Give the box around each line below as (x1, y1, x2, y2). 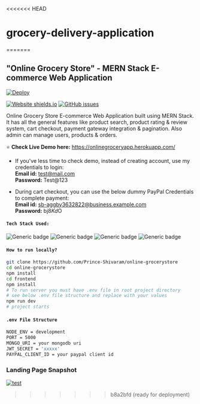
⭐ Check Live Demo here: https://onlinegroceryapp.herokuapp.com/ (6, 143, 175, 150)
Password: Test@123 (14, 176, 68, 183)
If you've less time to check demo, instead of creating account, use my (14, 157, 190, 164)
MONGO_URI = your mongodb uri (6, 340, 82, 346)
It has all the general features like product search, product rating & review (6, 118, 187, 126)
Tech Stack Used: (6, 221, 50, 227)
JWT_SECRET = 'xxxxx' (6, 346, 60, 352)
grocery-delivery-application (6, 26, 154, 40)
